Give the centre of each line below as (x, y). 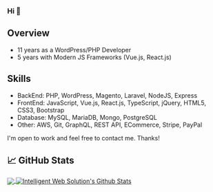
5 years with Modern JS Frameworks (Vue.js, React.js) (94, 57)
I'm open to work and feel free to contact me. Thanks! (83, 138)
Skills (19, 79)
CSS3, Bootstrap (41, 110)
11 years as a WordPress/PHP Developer (74, 50)
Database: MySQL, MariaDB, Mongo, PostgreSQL (87, 117)
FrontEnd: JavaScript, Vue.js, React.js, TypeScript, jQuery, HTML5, (112, 103)
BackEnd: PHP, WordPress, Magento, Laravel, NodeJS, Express (107, 95)
